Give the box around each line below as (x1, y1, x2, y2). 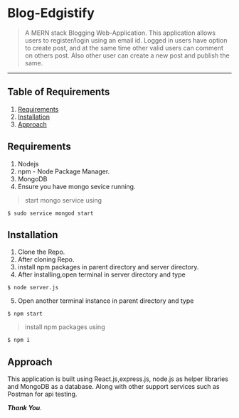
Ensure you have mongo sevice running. (17, 182, 136, 191)
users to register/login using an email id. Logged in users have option (24, 36, 228, 44)
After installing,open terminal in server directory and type (17, 270, 186, 279)
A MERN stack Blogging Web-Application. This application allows (24, 28, 216, 37)
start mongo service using (24, 195, 102, 204)
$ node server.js (7, 284, 59, 291)
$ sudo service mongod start (7, 210, 94, 217)
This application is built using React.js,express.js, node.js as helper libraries (7, 375, 229, 383)
